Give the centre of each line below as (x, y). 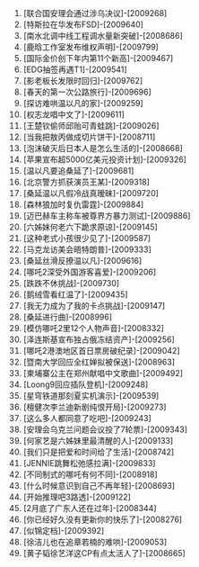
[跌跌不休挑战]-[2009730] (71, 283)
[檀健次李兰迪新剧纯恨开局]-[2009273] (95, 407)
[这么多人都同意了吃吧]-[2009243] (87, 418)
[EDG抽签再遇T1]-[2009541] (75, 69)
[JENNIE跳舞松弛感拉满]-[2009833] (89, 463)
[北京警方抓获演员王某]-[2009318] (87, 182)
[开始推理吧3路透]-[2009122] (77, 497)
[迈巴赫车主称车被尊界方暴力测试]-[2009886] (107, 216)
